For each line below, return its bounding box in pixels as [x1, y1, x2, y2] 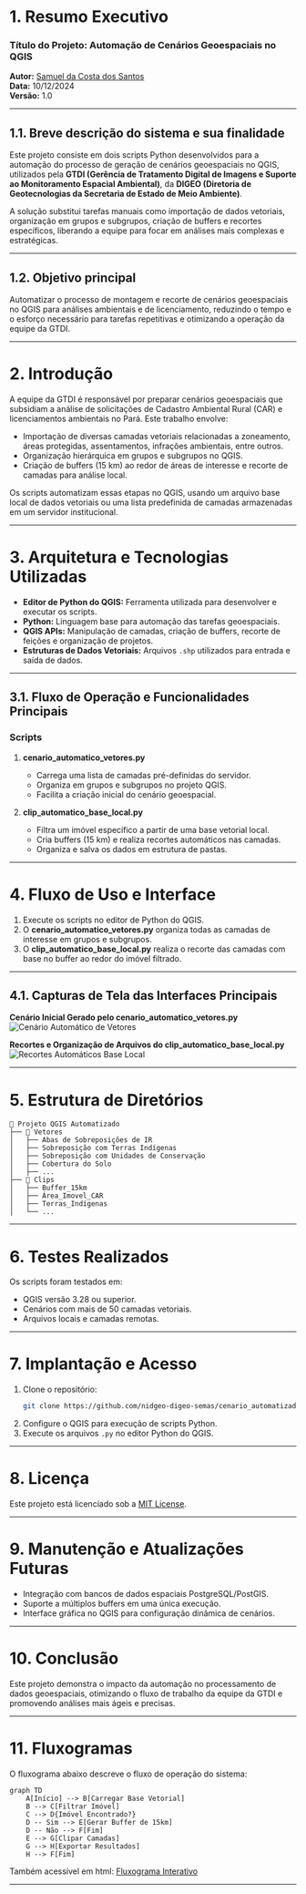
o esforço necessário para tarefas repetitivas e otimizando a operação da [9, 314, 285, 324]
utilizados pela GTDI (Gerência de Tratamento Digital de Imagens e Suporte [9, 169, 297, 180]
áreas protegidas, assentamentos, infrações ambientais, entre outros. [22, 440, 284, 452]
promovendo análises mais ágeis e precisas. [9, 1697, 176, 1708]
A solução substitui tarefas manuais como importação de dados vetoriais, [9, 206, 285, 217]
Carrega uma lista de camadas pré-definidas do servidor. [36, 769, 251, 780]
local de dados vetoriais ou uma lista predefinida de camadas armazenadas [9, 497, 293, 508]
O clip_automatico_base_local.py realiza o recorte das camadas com [22, 943, 286, 954]
